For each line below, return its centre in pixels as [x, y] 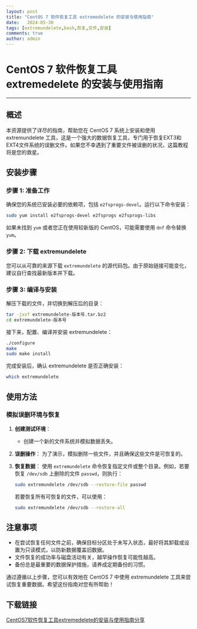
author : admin [23, 39]
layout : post [22, 11]
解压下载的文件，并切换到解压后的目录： [55, 303]
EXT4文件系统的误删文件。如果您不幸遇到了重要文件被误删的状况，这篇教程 [97, 145]
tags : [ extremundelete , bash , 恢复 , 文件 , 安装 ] [59, 28]
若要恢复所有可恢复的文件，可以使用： [61, 496]
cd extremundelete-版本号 [36, 320]
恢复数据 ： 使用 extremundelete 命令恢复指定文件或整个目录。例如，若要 [102, 466]
